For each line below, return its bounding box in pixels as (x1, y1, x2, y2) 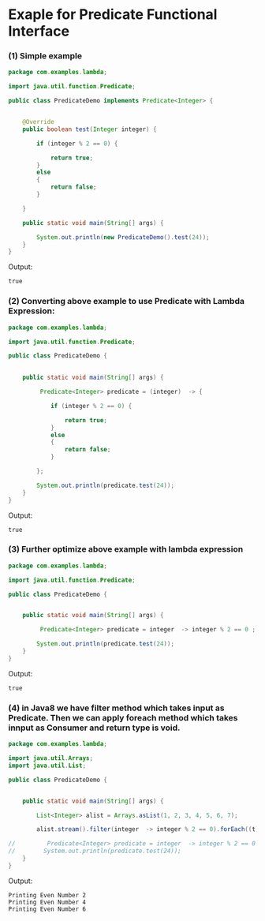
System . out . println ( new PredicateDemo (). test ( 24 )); (36, 233, 211, 241)
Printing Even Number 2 (8, 891, 87, 899)
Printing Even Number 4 (8, 898, 87, 906)
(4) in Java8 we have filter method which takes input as (8, 702, 225, 713)
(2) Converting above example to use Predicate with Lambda (8, 296, 244, 307)
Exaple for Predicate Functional (8, 6, 218, 24)
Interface (8, 22, 69, 40)
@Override (22, 118, 55, 126)
